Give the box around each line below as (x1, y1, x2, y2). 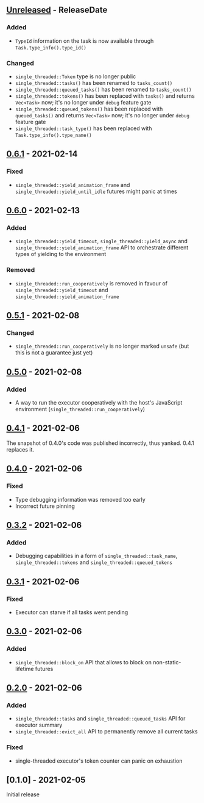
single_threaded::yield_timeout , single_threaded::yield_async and (15, 238, 188, 245)
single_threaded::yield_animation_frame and (15, 181, 130, 188)
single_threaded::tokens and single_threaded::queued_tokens (15, 559, 172, 566)
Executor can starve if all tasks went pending (15, 608, 128, 616)
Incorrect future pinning (15, 502, 75, 510)
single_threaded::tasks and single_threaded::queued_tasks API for (15, 715, 186, 722)
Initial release (6, 791, 40, 798)
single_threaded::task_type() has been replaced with (15, 125, 152, 132)
